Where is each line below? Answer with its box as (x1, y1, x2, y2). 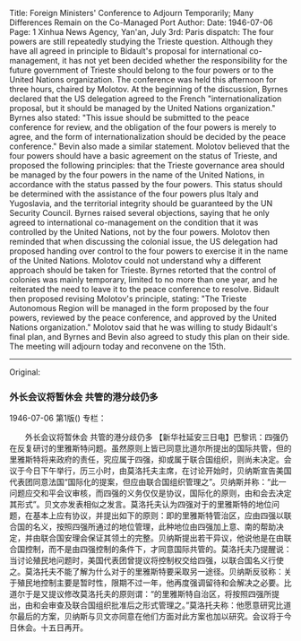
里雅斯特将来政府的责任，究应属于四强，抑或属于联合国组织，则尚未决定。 (9, 455, 284, 465)
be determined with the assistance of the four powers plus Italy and (9, 188, 259, 199)
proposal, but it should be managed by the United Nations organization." (9, 103, 276, 113)
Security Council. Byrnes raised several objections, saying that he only (9, 208, 271, 218)
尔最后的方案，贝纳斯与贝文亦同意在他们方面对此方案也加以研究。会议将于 (9, 611, 284, 622)
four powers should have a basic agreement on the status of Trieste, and (9, 151, 278, 160)
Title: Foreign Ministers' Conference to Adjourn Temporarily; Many (9, 8, 254, 18)
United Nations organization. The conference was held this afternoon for (9, 74, 277, 84)
